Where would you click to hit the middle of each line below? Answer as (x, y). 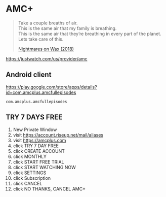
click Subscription (32, 178)
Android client (29, 75)
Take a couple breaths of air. (48, 23)
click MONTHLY (30, 156)
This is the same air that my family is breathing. (67, 28)
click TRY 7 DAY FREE (36, 146)
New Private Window (35, 129)
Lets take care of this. (41, 39)
